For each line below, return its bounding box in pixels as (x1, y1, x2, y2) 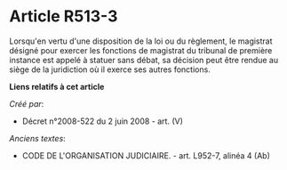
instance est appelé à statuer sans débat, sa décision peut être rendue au (9, 54, 278, 65)
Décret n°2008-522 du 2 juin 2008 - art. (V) (21, 116, 184, 126)
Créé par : (9, 98, 44, 109)
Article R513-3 (9, 6, 118, 27)
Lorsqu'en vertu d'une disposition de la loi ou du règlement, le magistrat (9, 36, 273, 46)
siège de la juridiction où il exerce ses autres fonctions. (9, 64, 211, 75)
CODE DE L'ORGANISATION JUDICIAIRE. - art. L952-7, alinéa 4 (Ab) (21, 150, 271, 161)
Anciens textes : (9, 133, 67, 143)
